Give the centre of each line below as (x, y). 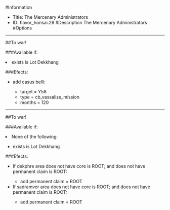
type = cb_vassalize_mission (50, 97)
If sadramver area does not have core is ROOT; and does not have (81, 187)
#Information (19, 7)
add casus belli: (29, 82)
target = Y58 (33, 92)
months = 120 (34, 102)
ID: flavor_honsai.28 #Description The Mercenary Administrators (80, 23)
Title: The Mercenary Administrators (50, 17)
